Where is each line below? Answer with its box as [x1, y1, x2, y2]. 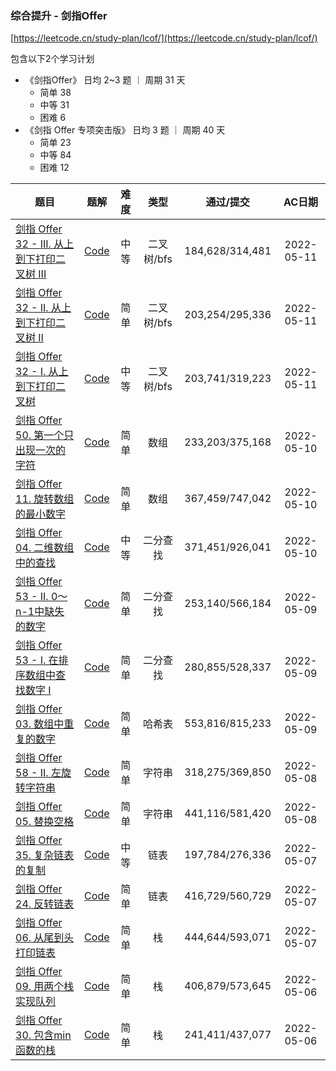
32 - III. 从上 [15, 237, 75, 251]
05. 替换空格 [15, 815, 75, 829]
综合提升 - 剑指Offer [10, 8, 108, 22]
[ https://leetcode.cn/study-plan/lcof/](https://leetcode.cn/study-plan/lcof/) [10, 32, 318, 44]
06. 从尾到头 [15, 931, 75, 945]
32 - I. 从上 [15, 365, 69, 379]
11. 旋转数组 [15, 492, 75, 506]
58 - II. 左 [15, 766, 62, 780]
